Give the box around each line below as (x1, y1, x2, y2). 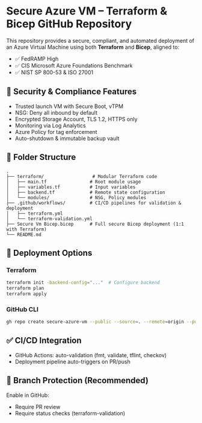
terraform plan (6, 285, 44, 291)
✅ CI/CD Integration (6, 336, 82, 346)
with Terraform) (6, 226, 47, 232)
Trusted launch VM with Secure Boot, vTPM (14, 103, 124, 110)
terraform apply (6, 291, 47, 297)
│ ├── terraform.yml (6, 210, 63, 217)
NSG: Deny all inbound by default (14, 109, 98, 116)
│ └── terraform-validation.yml (6, 215, 93, 221)
